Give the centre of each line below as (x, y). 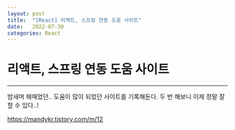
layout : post (26, 14)
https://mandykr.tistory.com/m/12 (55, 120)
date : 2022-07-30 (36, 26)
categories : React (34, 33)
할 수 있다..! (23, 106)
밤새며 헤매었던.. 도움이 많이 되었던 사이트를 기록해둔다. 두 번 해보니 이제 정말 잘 (116, 97)
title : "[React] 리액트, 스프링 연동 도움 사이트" (74, 20)
